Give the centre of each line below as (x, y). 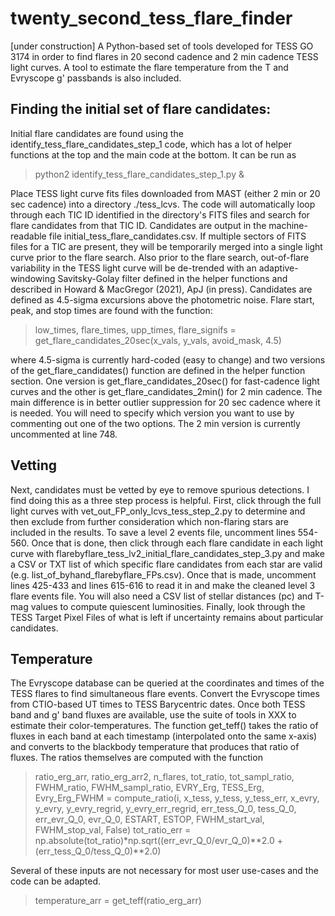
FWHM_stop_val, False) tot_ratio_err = (113, 830)
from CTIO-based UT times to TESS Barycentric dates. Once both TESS (158, 704)
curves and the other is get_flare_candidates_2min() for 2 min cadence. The (166, 391)
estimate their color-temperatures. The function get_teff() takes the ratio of (164, 726)
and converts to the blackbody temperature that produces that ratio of (155, 747)
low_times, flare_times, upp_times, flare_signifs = (135, 329)
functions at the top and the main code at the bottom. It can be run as (153, 154)
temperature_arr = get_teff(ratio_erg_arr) (118, 901)
